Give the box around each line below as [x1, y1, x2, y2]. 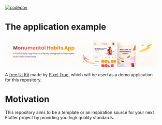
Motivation [5, 94, 50, 105]
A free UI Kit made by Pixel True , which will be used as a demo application [5, 71, 153, 77]
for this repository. [5, 77, 42, 83]
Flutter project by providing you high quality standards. [5, 115, 115, 121]
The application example [5, 22, 106, 32]
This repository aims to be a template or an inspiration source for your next [5, 110, 154, 115]
